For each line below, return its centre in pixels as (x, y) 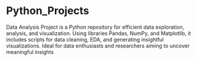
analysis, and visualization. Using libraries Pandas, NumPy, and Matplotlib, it (98, 33)
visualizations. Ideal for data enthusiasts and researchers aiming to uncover (98, 46)
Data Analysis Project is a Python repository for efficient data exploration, (95, 27)
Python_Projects (48, 11)
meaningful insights (30, 52)
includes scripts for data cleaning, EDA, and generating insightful (85, 39)
